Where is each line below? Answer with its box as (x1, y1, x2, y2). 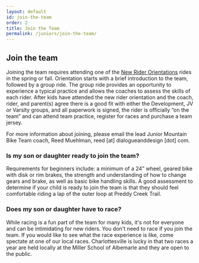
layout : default (6, 8, 46, 15)
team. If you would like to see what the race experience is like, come (6, 231, 174, 238)
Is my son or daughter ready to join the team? (6, 151, 140, 160)
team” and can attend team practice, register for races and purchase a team (6, 112, 192, 119)
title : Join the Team (6, 25, 60, 31)
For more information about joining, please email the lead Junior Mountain (6, 130, 187, 137)
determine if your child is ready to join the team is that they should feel (6, 184, 179, 191)
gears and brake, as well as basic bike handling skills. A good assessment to (6, 178, 193, 185)
